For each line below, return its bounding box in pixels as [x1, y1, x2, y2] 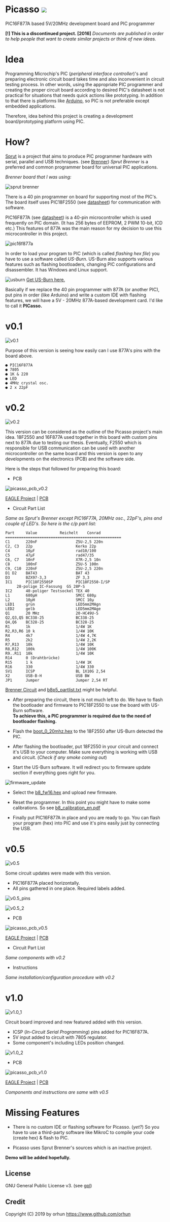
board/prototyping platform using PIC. [5, 118, 85, 124]
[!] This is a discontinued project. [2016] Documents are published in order [5, 30, 164, 36]
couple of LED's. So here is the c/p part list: [5, 520, 96, 527]
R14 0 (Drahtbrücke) [5, 655, 60, 660]
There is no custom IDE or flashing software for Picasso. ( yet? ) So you [12, 1124, 160, 1130]
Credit [5, 1198, 25, 1206]
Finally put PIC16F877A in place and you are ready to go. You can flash [12, 814, 161, 820]
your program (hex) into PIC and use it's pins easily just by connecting [12, 820, 160, 826]
